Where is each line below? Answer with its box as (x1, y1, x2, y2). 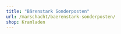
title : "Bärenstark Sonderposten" (6, 8, 90, 14)
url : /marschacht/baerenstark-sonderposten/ (6, 14, 116, 20)
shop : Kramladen (6, 19, 45, 25)
